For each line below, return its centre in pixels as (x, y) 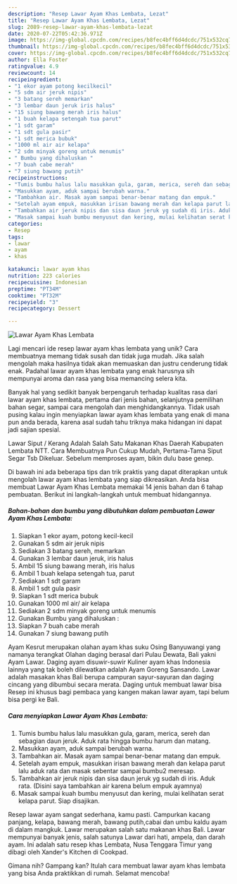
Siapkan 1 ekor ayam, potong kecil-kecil (76, 536)
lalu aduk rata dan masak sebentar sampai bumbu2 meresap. (107, 771)
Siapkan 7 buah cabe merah (59, 626)
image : (18, 40)
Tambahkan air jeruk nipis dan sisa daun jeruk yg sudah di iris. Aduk (117, 779)
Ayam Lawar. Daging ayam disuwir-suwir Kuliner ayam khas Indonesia (109, 662)
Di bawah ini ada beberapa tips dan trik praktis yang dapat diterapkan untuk (118, 472)
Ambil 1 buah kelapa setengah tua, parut (76, 574)
